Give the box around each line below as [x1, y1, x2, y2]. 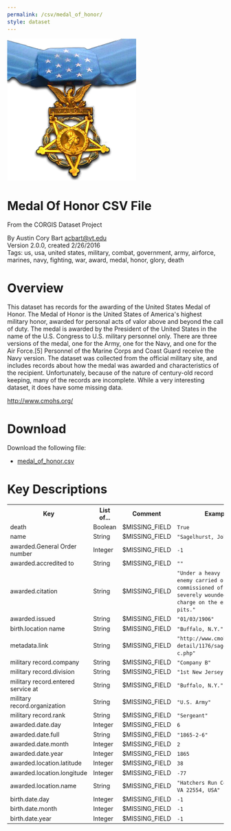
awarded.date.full [10, 730, 60, 739]
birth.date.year [10, 814, 52, 823]
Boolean [93, 523, 117, 531]
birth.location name [10, 624, 65, 633]
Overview [7, 280, 64, 296]
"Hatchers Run [177, 779, 218, 786]
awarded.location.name [10, 782, 77, 790]
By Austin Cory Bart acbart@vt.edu [7, 234, 107, 243]
